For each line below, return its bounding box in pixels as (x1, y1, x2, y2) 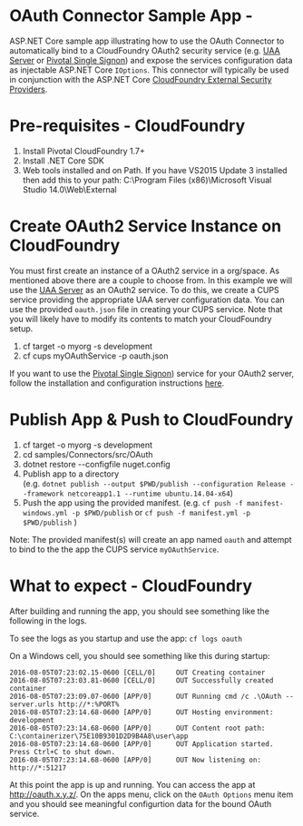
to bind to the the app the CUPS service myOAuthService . (9, 544, 220, 555)
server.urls (9, 700, 54, 709)
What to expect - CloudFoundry (9, 575, 252, 595)
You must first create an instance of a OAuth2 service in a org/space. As (9, 265, 279, 276)
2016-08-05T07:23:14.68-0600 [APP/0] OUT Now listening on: (9, 755, 261, 764)
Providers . (9, 84, 48, 94)
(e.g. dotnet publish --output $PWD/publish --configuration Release (22, 477, 287, 488)
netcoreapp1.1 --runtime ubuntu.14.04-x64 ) (67, 487, 234, 498)
